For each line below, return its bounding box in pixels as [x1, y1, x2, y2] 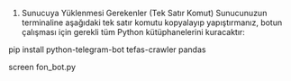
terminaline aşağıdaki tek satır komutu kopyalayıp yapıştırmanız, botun [21, 17, 283, 28]
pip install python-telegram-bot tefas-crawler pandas [8, 44, 206, 55]
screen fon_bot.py [8, 62, 76, 72]
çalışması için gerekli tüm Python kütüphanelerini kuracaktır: [21, 27, 245, 37]
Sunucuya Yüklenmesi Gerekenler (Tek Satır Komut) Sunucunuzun [21, 8, 268, 18]
